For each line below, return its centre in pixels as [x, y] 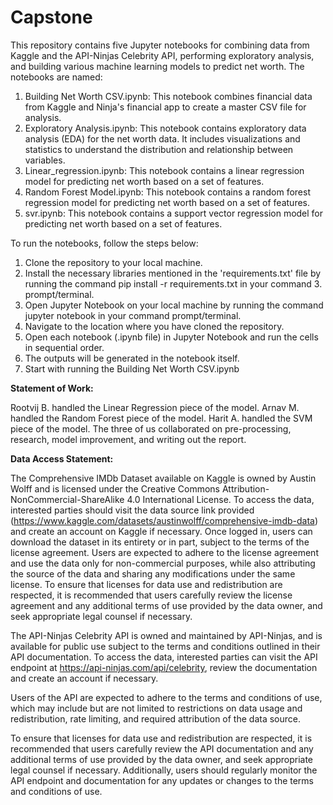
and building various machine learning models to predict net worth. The [157, 66]
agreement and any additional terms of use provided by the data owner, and [166, 605]
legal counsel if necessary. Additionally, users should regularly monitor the [164, 770]
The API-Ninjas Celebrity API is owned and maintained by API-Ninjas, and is [166, 635]
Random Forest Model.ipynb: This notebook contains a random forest [167, 192]
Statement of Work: [52, 388]
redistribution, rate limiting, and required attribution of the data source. [155, 718]
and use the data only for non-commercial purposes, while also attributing [163, 563]
